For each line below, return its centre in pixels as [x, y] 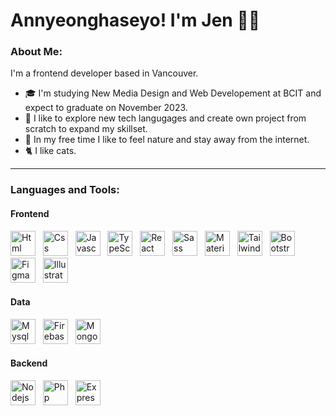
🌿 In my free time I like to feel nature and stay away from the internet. [167, 140]
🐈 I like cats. [50, 151]
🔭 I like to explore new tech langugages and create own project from [165, 118]
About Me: [36, 52]
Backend [29, 363]
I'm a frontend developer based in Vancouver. [104, 73]
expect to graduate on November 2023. [106, 108]
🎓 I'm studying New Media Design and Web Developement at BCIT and [173, 93]
